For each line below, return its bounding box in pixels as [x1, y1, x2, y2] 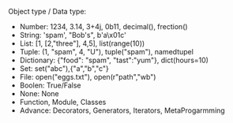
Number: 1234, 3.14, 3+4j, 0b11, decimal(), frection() [19, 22, 188, 31]
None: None [19, 89, 59, 98]
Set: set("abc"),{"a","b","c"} [19, 64, 109, 73]
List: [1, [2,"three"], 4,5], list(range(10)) [19, 39, 145, 48]
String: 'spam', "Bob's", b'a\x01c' [19, 31, 126, 39]
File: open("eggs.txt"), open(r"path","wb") [19, 73, 156, 81]
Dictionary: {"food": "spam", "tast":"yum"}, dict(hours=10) [19, 55, 209, 65]
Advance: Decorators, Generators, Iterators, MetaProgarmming [19, 106, 225, 115]
